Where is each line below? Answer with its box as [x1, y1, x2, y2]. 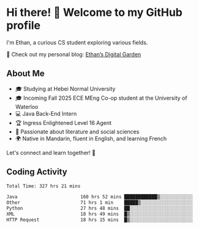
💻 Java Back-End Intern [15, 110, 77, 117]
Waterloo [15, 103, 39, 110]
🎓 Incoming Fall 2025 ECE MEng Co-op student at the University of [15, 94, 188, 102]
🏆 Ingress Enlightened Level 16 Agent [15, 119, 112, 126]
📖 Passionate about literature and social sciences [15, 128, 140, 135]
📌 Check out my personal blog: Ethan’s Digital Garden [6, 50, 141, 58]
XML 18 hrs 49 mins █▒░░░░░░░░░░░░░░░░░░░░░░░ [6, 211, 193, 217]
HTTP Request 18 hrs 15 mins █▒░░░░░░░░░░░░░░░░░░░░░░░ [6, 217, 193, 223]
